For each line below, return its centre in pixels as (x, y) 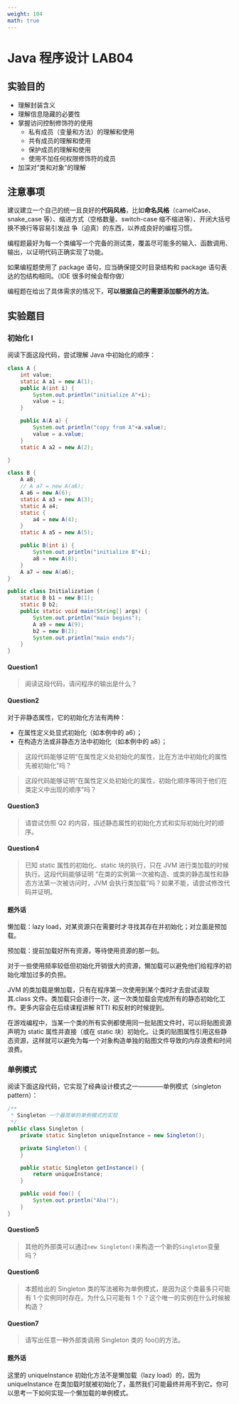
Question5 (23, 1230)
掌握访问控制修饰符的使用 (55, 122)
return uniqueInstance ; (68, 1174)
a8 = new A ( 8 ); (55, 559)
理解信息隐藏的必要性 (49, 114)
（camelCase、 (192, 210)
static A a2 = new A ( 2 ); (57, 447)
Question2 (23, 700)
